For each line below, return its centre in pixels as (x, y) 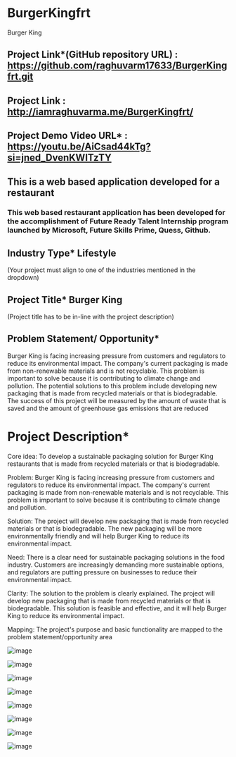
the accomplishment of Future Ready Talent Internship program (118, 221)
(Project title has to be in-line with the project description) (91, 317)
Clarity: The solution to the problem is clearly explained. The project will (111, 593)
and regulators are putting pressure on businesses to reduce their (103, 572)
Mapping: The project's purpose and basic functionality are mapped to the (115, 629)
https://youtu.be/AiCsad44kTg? (79, 147)
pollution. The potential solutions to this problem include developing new (112, 386)
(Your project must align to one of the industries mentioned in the (101, 270)
